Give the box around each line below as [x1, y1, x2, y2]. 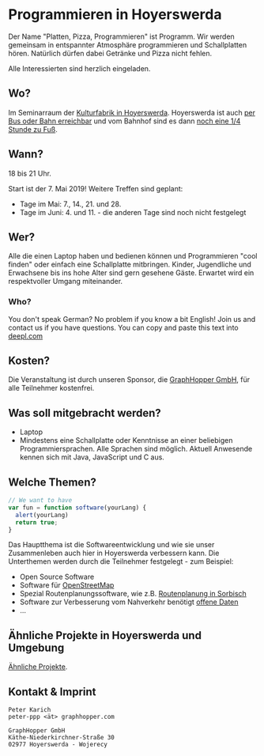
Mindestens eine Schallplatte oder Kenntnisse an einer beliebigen [19, 436, 233, 445]
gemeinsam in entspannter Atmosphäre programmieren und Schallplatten [8, 40, 247, 49]
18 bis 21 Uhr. [8, 168, 51, 178]
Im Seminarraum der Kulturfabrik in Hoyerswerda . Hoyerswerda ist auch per [8, 108, 255, 117]
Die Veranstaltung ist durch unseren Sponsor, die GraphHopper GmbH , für [8, 375, 251, 384]
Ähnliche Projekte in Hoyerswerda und [8, 629, 202, 642]
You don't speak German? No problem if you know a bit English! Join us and [8, 314, 256, 323]
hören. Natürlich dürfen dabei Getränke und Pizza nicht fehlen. [8, 48, 213, 58]
